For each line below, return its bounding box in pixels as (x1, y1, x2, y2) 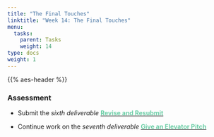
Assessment (7, 93, 52, 103)
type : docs (7, 50, 40, 57)
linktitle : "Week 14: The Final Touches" (7, 17, 131, 24)
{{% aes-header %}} (7, 75, 68, 84)
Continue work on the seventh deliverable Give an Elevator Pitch (17, 122, 207, 131)
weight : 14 (20, 43, 52, 50)
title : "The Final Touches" (7, 10, 90, 18)
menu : (7, 23, 23, 30)
